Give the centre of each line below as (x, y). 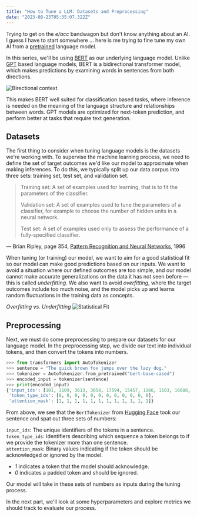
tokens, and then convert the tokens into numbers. (67, 352)
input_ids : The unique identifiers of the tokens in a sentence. (80, 430)
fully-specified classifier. (50, 235)
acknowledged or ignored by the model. (54, 455)
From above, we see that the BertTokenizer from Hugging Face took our (93, 412)
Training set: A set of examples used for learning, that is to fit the (99, 187)
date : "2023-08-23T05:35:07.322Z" (49, 17)
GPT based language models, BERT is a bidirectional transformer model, (94, 64)
